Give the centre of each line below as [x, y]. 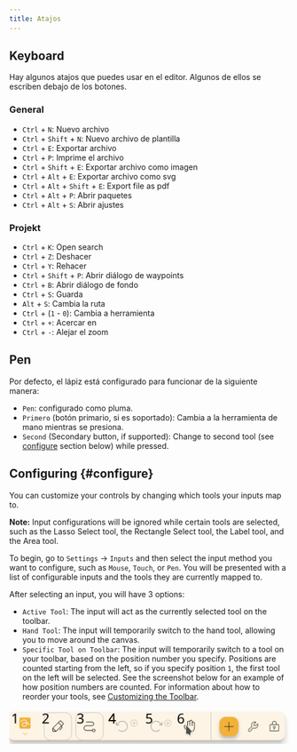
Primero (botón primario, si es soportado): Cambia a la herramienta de [149, 417]
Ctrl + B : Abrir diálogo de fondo [80, 285]
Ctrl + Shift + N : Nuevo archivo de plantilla [101, 139]
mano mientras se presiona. [73, 427]
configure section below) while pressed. [95, 445]
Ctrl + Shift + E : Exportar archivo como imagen [109, 167]
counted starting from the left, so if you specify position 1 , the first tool [151, 668]
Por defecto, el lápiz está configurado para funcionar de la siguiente [133, 381]
